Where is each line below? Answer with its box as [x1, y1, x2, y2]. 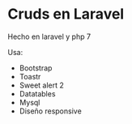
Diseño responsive [19, 106, 82, 116]
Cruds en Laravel [7, 5, 125, 24]
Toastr [19, 71, 41, 81]
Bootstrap [19, 62, 53, 73]
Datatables [19, 88, 56, 98]
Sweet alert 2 [19, 80, 64, 90]
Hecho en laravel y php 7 [7, 32, 91, 41]
